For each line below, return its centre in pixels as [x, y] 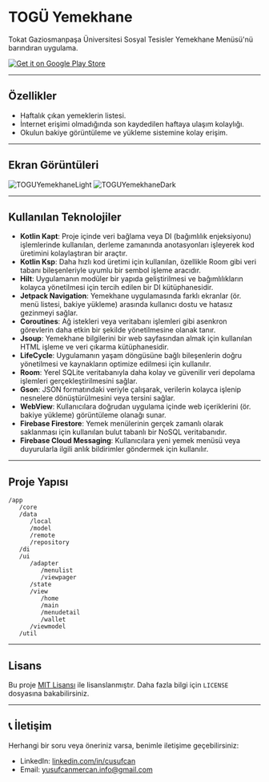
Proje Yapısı [38, 482]
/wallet [53, 620]
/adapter [44, 564]
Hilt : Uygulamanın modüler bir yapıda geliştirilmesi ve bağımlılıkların [132, 279]
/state [40, 585]
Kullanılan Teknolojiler [65, 217]
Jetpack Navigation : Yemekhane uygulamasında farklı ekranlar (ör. [130, 296]
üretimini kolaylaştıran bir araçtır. [74, 253]
